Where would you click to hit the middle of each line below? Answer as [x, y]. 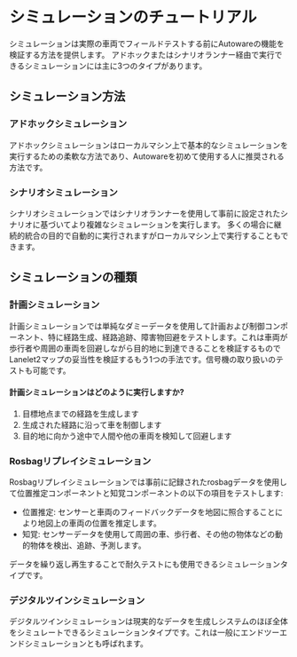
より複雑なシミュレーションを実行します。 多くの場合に [172, 224]
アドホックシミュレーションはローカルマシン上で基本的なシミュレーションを [148, 145]
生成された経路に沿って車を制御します [92, 424]
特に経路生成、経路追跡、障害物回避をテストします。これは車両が [168, 336]
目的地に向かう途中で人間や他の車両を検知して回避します [127, 436]
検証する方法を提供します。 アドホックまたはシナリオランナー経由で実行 [142, 54]
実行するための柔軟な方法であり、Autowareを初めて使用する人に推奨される [147, 156]
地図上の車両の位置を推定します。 [100, 523]
